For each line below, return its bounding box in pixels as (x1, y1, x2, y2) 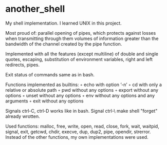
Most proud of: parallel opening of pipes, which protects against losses (5, 30, 156, 36)
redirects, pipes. (5, 61, 40, 68)
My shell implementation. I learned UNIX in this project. (5, 20, 122, 26)
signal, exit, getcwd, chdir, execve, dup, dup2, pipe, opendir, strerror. (5, 129, 151, 135)
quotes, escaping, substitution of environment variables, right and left (5, 56, 153, 62)
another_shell (5, 3, 65, 15)
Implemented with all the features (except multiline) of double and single (5, 51, 158, 57)
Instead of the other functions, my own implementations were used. (5, 134, 149, 140)
